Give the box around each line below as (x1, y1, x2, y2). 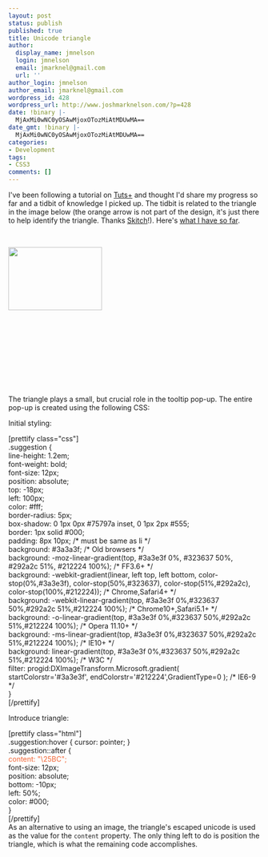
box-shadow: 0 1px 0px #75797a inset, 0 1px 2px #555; (8, 519, 190, 529)
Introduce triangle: (8, 714, 70, 722)
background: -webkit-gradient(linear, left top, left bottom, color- (8, 570, 218, 579)
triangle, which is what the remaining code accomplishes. (8, 839, 198, 849)
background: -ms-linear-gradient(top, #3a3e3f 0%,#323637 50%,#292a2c (8, 630, 257, 639)
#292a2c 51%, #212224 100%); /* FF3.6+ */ (8, 561, 154, 571)
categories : (8, 138, 48, 147)
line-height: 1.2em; (8, 451, 70, 461)
